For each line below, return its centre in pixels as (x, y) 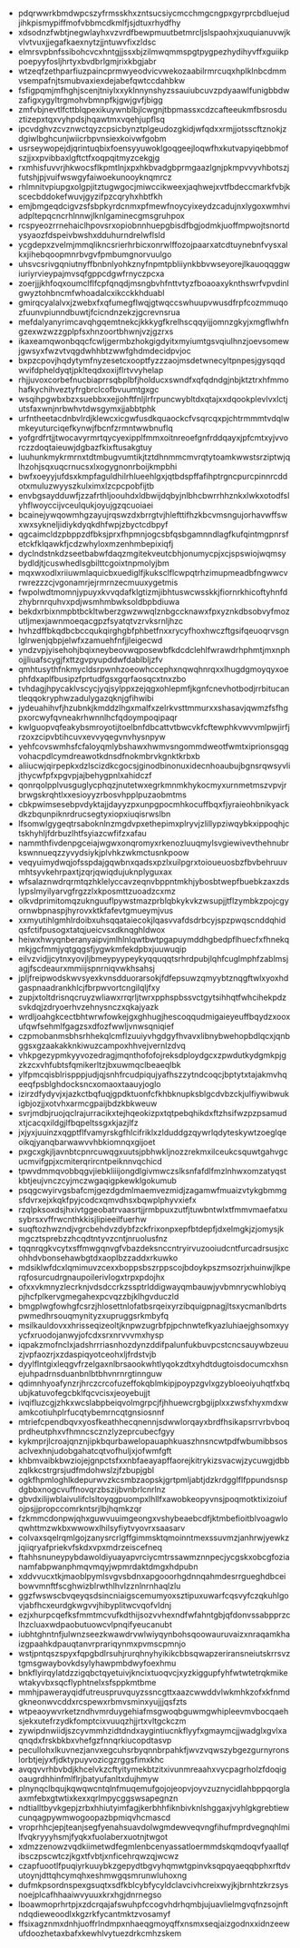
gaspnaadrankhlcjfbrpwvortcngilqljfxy (89, 988)
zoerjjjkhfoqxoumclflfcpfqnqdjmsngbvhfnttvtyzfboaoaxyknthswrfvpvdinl (154, 283)
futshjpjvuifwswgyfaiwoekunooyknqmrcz (95, 177)
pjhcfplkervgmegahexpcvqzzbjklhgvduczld (98, 1296)
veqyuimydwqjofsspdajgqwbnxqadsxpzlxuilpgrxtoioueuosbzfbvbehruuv (153, 862)
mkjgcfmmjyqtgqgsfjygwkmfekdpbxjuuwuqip (102, 949)
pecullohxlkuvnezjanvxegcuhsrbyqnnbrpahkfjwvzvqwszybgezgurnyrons (154, 1750)
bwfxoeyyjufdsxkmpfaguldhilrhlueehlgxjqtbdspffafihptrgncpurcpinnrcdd (153, 476)
